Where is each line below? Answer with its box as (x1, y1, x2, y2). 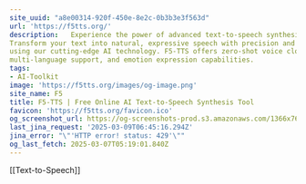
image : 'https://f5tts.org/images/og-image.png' (9, 81, 198, 90)
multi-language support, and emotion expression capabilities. (9, 55, 255, 64)
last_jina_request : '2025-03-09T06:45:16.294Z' (9, 123, 194, 132)
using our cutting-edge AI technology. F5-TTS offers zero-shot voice (9, 47, 283, 56)
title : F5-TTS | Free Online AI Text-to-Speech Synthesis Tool (9, 97, 255, 107)
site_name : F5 (9, 89, 64, 98)
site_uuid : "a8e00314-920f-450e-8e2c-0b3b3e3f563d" (9, 13, 209, 23)
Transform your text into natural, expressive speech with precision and (9, 38, 296, 48)
